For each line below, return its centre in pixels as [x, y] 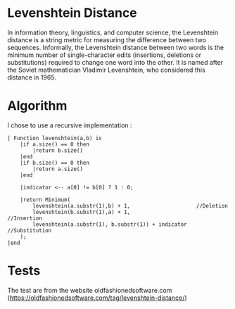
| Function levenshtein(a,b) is [55, 138]
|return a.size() [58, 169]
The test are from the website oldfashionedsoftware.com [90, 290]
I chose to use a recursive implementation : [70, 125]
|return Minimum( [45, 200]
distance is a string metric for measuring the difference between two [107, 39]
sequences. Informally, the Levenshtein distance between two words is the [115, 47]
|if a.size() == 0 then [55, 144]
